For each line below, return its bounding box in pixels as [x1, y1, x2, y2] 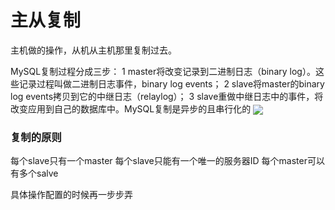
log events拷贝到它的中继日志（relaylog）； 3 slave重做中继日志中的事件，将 [10, 90, 324, 102]
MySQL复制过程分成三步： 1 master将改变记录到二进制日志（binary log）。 [10, 65, 316, 77]
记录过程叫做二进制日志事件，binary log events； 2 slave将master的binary [18, 77, 325, 90]
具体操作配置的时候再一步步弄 [10, 189, 133, 201]
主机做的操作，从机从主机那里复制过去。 [10, 44, 177, 56]
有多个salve [10, 167, 59, 180]
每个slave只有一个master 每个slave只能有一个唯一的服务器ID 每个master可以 [10, 155, 325, 167]
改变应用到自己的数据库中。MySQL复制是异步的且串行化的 [10, 102, 252, 115]
